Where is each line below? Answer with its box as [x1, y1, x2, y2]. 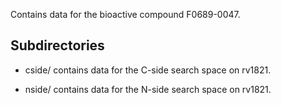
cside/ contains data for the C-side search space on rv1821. [24, 64, 272, 76]
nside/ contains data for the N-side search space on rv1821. [24, 83, 272, 95]
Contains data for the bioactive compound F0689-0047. [10, 9, 241, 20]
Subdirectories [10, 37, 105, 54]
